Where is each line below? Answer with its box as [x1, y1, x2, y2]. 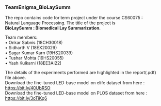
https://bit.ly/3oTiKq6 [5, 95, 48, 101]
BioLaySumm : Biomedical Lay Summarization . [5, 25, 101, 31]
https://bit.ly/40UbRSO [5, 85, 51, 91]
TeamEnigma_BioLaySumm [5, 4, 71, 11]
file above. [5, 75, 26, 81]
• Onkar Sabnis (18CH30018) [5, 40, 63, 45]
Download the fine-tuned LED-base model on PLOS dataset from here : [5, 90, 147, 96]
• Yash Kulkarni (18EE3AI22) [5, 60, 62, 66]
